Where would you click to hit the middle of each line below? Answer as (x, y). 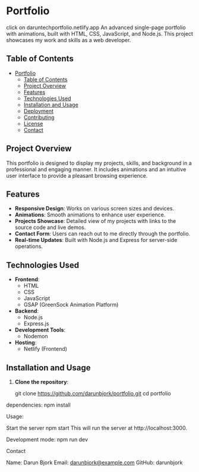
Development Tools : (40, 330)
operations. (29, 246)
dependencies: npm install (39, 405)
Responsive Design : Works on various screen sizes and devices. (94, 209)
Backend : (27, 311)
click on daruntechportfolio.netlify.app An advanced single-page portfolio (96, 27)
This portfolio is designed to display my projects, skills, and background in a (99, 163)
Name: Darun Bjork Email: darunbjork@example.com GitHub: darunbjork (94, 462)
